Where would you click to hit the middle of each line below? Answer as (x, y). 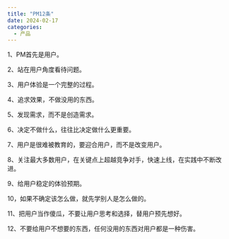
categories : (25, 27)
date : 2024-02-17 (33, 21)
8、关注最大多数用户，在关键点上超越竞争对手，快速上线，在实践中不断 (111, 160)
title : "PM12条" (31, 14)
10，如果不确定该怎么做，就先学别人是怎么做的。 (79, 199)
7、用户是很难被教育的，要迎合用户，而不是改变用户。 (87, 145)
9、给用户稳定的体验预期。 (47, 184)
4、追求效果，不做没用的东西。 (53, 100)
